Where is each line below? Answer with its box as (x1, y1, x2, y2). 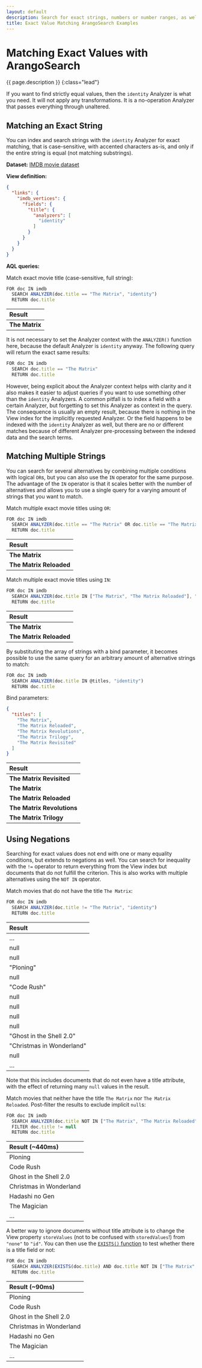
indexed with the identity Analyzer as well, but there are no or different (6, 421, 184, 428)
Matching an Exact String (6, 120, 103, 131)
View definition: (6, 173, 47, 180)
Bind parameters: (6, 694, 49, 701)
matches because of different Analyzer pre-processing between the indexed (6, 427, 196, 434)
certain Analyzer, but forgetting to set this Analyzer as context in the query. (6, 402, 192, 409)
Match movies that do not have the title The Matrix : (6, 888, 133, 895)
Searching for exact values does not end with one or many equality (6, 850, 173, 857)
